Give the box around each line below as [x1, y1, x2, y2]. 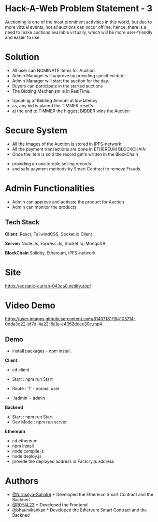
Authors [5, 475, 39, 487]
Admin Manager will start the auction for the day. [12, 78, 110, 84]
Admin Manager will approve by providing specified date [12, 72, 125, 78]
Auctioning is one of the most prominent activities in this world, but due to [5, 19, 152, 25]
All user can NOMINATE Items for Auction [12, 67, 95, 73]
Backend [5, 404, 23, 410]
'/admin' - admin [12, 395, 45, 401]
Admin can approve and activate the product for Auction [12, 199, 124, 204]
